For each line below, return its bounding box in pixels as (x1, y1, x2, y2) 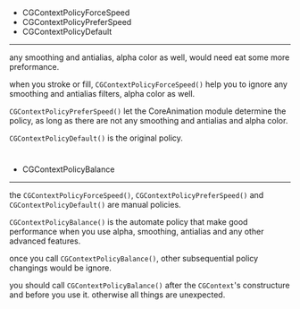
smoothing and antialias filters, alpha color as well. (9, 89, 196, 99)
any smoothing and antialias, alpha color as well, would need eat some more (9, 52, 290, 63)
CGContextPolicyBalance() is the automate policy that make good (9, 217, 248, 227)
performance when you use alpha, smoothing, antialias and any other (9, 227, 264, 237)
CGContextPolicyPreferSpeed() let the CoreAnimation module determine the (9, 106, 287, 116)
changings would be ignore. (9, 262, 112, 273)
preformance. (9, 62, 60, 73)
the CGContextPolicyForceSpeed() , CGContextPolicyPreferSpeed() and (9, 190, 264, 201)
